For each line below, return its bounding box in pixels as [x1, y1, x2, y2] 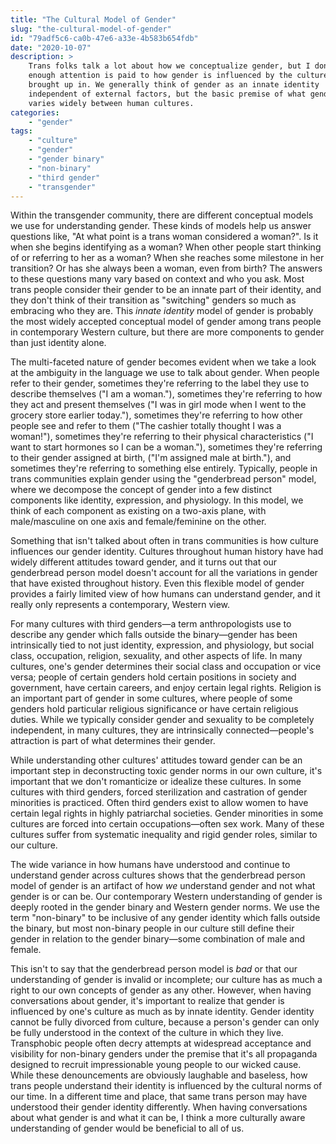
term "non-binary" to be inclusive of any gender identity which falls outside [10, 912, 321, 924]
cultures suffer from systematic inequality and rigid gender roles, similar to [10, 829, 318, 841]
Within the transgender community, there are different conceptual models [10, 209, 314, 221]
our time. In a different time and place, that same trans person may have [10, 1091, 308, 1103]
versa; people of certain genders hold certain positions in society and [10, 671, 297, 683]
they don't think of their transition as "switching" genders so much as [10, 294, 297, 306]
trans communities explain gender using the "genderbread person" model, [10, 473, 317, 485]
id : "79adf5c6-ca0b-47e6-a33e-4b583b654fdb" [10, 33, 199, 43]
